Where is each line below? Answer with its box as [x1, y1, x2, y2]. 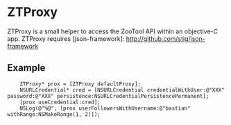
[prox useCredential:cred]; [19, 99, 101, 106]
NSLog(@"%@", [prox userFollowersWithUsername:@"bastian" [19, 105, 191, 112]
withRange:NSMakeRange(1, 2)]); [7, 110, 101, 118]
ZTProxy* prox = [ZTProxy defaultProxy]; [19, 81, 141, 87]
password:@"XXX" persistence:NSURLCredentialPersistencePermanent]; [7, 92, 209, 99]
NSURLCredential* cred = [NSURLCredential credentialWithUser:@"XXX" [19, 86, 225, 94]
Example [7, 62, 46, 74]
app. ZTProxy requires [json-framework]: [7, 34, 125, 42]
